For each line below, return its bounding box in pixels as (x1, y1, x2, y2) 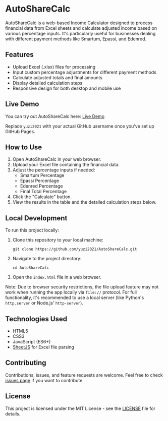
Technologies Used (5, 315, 67, 323)
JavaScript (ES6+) (12, 339, 51, 344)
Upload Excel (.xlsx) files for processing (12, 64, 96, 70)
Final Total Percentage (20, 189, 67, 195)
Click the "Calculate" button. (12, 194, 72, 200)
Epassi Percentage (20, 177, 60, 184)
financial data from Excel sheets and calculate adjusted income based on (5, 25, 157, 31)
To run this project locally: (5, 227, 60, 233)
